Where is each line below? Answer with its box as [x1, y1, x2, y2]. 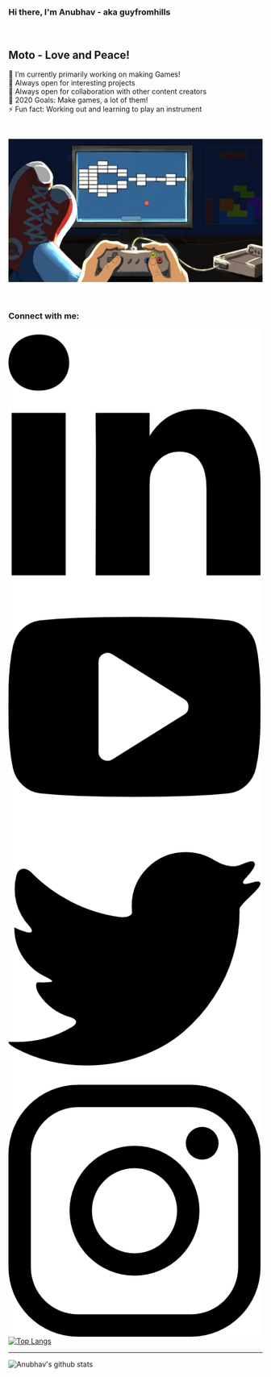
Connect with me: [8, 310, 80, 321]
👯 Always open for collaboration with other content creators [8, 87, 207, 97]
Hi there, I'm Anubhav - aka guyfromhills [8, 6, 171, 18]
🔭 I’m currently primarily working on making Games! [8, 69, 181, 79]
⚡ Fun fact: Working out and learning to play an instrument [8, 104, 202, 114]
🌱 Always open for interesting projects [8, 78, 135, 88]
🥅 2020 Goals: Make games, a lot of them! [8, 95, 148, 105]
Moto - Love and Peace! [8, 48, 131, 62]
